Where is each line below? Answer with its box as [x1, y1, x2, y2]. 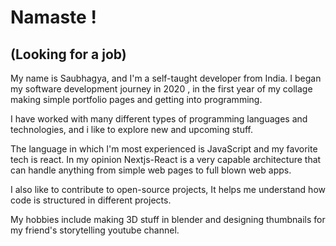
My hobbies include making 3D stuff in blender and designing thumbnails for [10, 214, 326, 225]
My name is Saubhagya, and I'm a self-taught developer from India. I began [10, 72, 322, 84]
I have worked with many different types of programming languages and [10, 113, 308, 125]
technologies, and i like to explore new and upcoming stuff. [10, 124, 254, 135]
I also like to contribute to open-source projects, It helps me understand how [10, 184, 326, 195]
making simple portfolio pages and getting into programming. [10, 94, 263, 105]
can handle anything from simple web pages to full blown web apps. [10, 164, 292, 176]
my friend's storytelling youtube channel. [10, 224, 180, 236]
